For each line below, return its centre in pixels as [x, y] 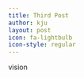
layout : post [30, 30]
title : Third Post [38, 15]
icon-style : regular [42, 45]
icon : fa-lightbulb [40, 37]
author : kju [28, 23]
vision [18, 67]
